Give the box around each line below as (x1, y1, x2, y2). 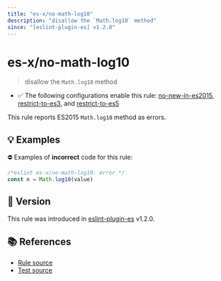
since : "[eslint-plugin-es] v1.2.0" (7, 23, 115, 31)
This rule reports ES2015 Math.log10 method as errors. (7, 113, 166, 121)
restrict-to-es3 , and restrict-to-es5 (17, 99, 120, 108)
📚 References (7, 236, 72, 248)
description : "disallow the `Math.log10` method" (7, 17, 157, 24)
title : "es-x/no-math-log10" (7, 10, 93, 18)
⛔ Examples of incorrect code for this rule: (7, 153, 133, 162)
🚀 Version (7, 196, 51, 208)
